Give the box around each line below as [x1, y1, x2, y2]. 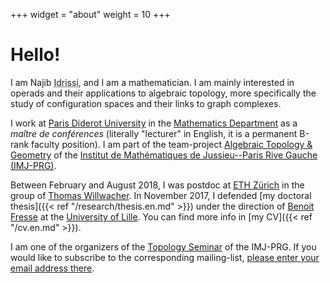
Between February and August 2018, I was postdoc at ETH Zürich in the [10, 179, 305, 191]
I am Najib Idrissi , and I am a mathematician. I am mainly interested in [10, 76, 295, 88]
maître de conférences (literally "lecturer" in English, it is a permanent [10, 127, 298, 139]
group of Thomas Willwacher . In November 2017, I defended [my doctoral [10, 189, 312, 201]
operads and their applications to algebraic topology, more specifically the [10, 87, 317, 99]
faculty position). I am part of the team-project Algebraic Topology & [31, 138, 313, 150]
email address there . [10, 262, 95, 274]
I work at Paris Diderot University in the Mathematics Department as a [10, 117, 298, 129]
